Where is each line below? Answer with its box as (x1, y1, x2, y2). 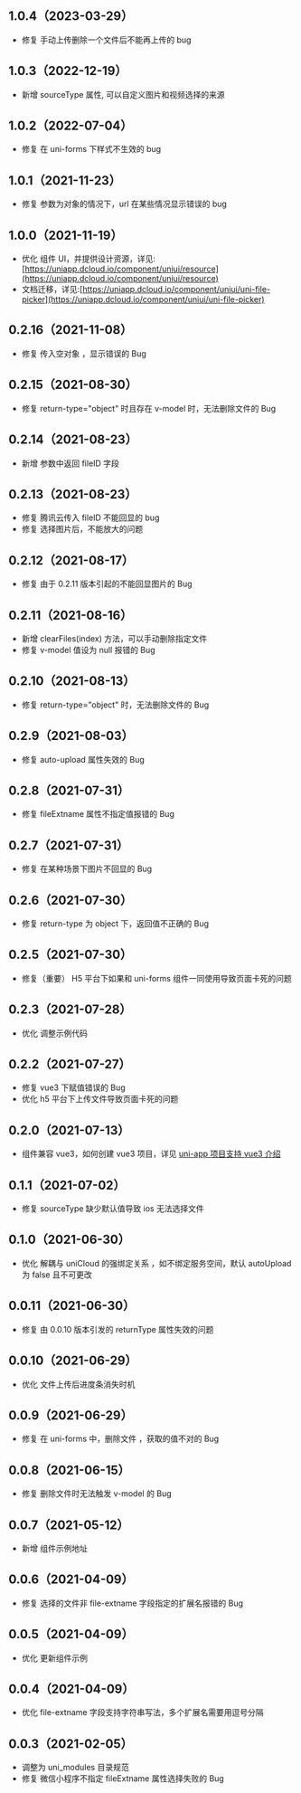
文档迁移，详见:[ (21, 284, 83, 295)
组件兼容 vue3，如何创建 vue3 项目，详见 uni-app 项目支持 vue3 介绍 (21, 1148, 281, 1160)
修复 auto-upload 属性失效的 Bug (21, 754, 146, 764)
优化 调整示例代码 (21, 1028, 88, 1039)
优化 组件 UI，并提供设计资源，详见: (21, 253, 155, 264)
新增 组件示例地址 (21, 1542, 88, 1553)
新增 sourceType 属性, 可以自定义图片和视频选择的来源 (21, 89, 225, 100)
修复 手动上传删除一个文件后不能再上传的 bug (21, 34, 192, 45)
